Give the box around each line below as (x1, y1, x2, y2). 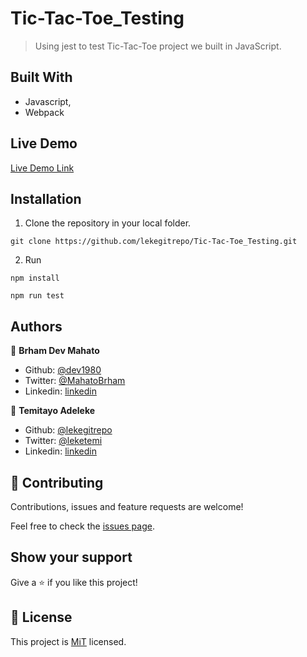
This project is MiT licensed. (10, 635, 127, 647)
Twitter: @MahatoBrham (24, 375, 126, 387)
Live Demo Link (10, 162, 75, 174)
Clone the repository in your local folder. (24, 217, 192, 229)
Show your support (10, 549, 133, 566)
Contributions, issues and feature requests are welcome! (10, 501, 244, 512)
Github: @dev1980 (24, 364, 102, 376)
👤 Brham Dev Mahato (10, 345, 100, 357)
